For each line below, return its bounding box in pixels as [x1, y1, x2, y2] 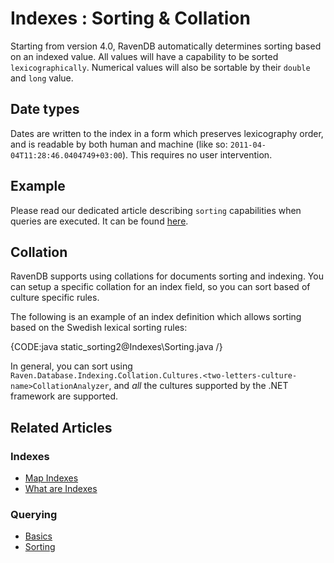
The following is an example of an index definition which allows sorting [10, 311, 302, 323]
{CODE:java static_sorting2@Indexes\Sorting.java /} [10, 341, 223, 353]
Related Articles [10, 419, 113, 436]
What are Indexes [24, 483, 98, 495]
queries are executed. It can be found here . [10, 215, 189, 227]
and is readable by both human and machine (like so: [10, 138, 228, 150]
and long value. [10, 72, 74, 84]
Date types [10, 101, 80, 118]
